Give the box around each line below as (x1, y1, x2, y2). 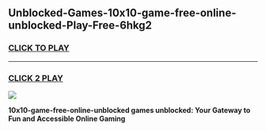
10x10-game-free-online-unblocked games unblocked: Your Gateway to (8, 105, 251, 114)
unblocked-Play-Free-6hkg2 (8, 19, 153, 33)
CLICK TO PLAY (8, 43, 70, 54)
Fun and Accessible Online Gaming (8, 114, 126, 123)
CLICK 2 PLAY (8, 72, 63, 83)
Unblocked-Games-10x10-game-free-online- (8, 6, 237, 20)
